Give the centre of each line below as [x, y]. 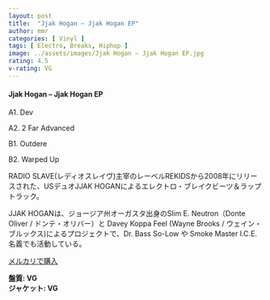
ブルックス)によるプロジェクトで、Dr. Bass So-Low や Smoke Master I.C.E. [133, 233]
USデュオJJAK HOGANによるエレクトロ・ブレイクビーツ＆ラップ [152, 186]
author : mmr [28, 31]
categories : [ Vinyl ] [46, 38]
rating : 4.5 [28, 61]
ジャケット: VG [33, 288]
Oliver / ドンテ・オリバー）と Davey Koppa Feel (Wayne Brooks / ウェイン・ [135, 223]
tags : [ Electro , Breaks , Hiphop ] [68, 46]
